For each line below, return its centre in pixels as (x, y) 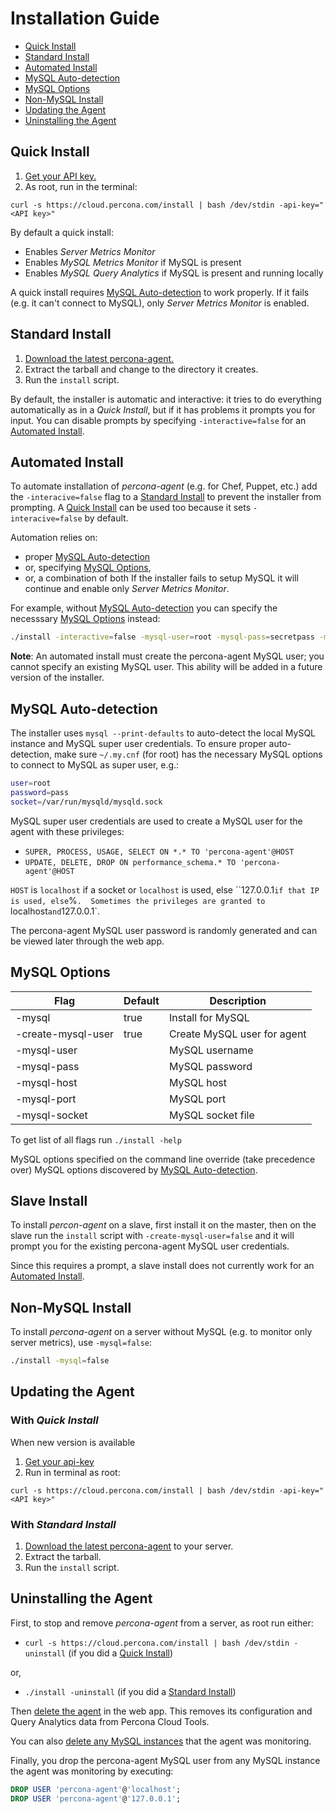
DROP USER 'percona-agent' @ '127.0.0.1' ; (96, 1798)
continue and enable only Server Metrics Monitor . (127, 589)
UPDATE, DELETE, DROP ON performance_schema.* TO (130, 862)
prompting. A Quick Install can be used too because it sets (131, 508)
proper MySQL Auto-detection (87, 557)
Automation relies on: (54, 538)
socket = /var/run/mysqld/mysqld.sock (86, 802)
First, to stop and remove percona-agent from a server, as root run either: (162, 1623)
